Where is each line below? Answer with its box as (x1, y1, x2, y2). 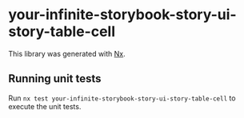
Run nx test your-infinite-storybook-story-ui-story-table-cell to (8, 93, 236, 103)
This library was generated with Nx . (8, 49, 126, 58)
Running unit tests (8, 72, 102, 85)
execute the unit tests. (8, 101, 82, 111)
